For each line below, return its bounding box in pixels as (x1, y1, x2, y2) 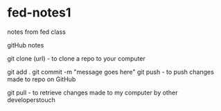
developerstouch (7, 95, 55, 104)
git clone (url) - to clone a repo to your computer (7, 54, 145, 63)
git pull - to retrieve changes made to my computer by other (7, 88, 178, 97)
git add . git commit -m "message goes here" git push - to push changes (7, 68, 215, 76)
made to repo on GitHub (7, 74, 76, 83)
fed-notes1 (7, 5, 71, 21)
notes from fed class (7, 28, 66, 36)
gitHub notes (7, 41, 44, 49)
